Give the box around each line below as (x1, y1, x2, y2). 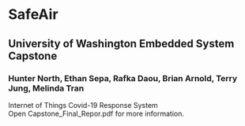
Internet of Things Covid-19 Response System (8, 100, 158, 109)
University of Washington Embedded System (8, 37, 235, 50)
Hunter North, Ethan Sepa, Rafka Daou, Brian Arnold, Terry (8, 72, 238, 83)
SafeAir (8, 6, 58, 24)
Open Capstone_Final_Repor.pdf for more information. (8, 109, 184, 118)
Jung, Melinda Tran (8, 83, 85, 94)
